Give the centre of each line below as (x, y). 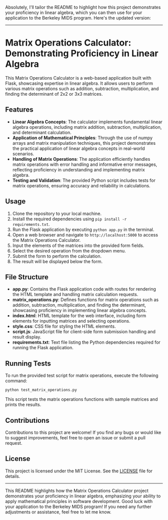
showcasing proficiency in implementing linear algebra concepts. (79, 311)
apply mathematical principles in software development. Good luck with (79, 501)
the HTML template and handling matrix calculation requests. (75, 295)
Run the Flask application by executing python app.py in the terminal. (83, 229)
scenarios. (23, 154)
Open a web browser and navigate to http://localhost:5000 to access (85, 234)
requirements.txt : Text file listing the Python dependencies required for (86, 342)
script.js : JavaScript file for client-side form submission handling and (84, 332)
